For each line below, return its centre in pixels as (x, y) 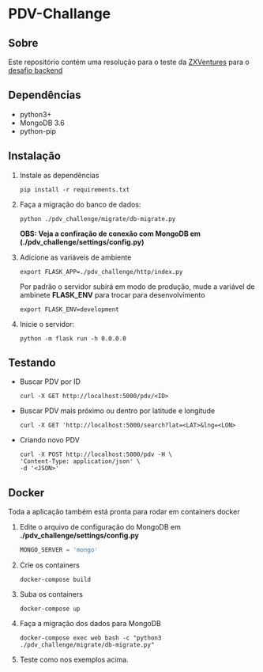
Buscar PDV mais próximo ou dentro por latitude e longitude (117, 411)
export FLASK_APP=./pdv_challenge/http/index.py (101, 271)
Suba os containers (51, 594)
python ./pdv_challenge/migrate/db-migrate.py (98, 218)
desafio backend (36, 70)
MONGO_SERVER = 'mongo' (59, 550)
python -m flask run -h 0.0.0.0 (73, 338)
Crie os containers (50, 565)
